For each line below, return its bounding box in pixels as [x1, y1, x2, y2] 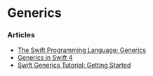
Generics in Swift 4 [17, 53, 73, 62]
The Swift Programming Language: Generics [17, 46, 146, 54]
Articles [7, 30, 35, 40]
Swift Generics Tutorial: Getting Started [17, 61, 131, 70]
